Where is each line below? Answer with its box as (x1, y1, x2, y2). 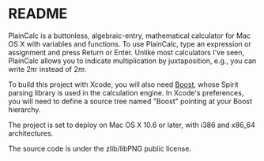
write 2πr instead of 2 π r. (8, 64, 87, 73)
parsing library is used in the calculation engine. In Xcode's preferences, (8, 88, 244, 97)
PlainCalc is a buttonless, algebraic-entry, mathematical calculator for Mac (8, 31, 251, 40)
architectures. (8, 128, 54, 138)
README (8, 5, 68, 23)
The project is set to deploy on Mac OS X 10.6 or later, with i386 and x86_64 (8, 120, 255, 129)
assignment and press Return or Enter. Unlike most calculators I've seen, (8, 47, 245, 57)
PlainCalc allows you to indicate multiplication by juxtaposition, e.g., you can (8, 56, 257, 66)
